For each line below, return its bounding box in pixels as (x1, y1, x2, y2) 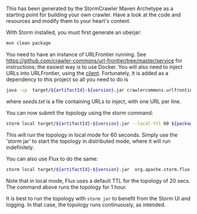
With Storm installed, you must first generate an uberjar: (6, 29, 142, 36)
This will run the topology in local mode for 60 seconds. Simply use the (6, 131, 178, 138)
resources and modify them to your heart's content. (6, 18, 131, 24)
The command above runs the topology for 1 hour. (6, 183, 127, 190)
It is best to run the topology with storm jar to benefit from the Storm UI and (6, 195, 191, 202)
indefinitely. (6, 143, 34, 151)
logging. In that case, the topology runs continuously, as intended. (6, 201, 166, 208)
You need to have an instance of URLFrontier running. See (6, 51, 147, 58)
